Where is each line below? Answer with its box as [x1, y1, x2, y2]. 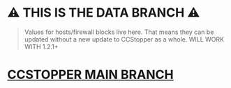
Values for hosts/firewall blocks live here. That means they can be [24, 28, 214, 36]
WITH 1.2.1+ [24, 42, 59, 51]
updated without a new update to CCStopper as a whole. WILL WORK [24, 35, 225, 43]
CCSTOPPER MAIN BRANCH [7, 67, 174, 82]
